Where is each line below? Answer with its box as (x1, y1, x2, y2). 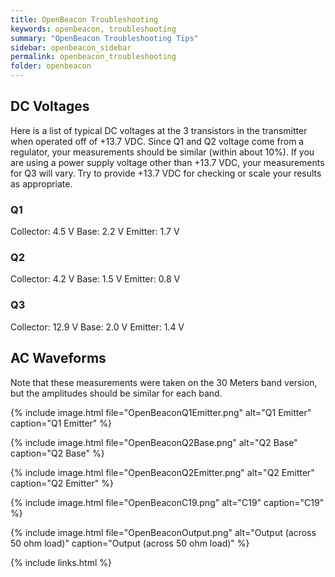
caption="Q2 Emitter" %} (10, 477, 114, 489)
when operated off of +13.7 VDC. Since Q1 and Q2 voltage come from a (10, 135, 305, 147)
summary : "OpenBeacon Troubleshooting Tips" (10, 33, 199, 43)
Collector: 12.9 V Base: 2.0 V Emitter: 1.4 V (10, 321, 185, 333)
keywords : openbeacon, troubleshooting (10, 24, 177, 34)
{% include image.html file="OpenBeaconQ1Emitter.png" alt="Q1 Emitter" (10, 406, 312, 418)
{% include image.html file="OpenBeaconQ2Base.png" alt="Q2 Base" (10, 436, 298, 448)
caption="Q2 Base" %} (10, 447, 105, 459)
